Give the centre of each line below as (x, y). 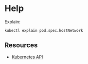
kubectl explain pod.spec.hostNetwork (44, 30)
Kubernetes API (27, 57)
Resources (21, 45)
